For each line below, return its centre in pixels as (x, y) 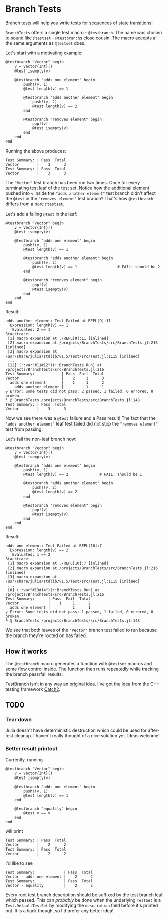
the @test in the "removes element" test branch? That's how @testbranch (79, 198)
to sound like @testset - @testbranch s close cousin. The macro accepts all (81, 38)
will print (14, 831)
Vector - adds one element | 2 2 (49, 877)
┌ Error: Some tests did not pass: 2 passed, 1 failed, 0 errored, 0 (79, 391)
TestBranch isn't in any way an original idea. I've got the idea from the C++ (82, 684)
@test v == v (37, 813)
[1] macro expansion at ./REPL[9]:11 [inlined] (58, 338)
